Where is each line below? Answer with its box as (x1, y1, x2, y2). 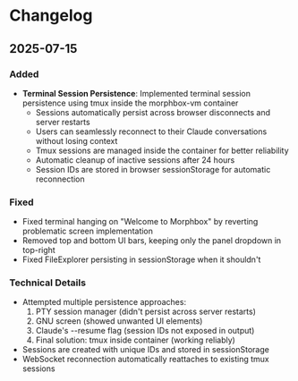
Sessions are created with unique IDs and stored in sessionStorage (21, 344, 270, 355)
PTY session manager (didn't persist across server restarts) (35, 306, 257, 317)
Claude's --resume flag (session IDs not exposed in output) (35, 326, 255, 336)
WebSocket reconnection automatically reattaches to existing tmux (21, 354, 270, 365)
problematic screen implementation (21, 225, 154, 237)
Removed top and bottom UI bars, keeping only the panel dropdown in (21, 235, 282, 246)
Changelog (9, 5, 93, 26)
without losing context (35, 135, 118, 146)
